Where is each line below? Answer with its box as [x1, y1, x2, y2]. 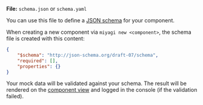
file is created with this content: [6, 35, 85, 42]
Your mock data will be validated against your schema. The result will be [6, 80, 187, 87]
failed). [6, 93, 24, 100]
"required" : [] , [17, 57, 59, 64]
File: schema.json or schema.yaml [6, 5, 87, 12]
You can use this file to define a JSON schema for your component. [6, 17, 175, 24]
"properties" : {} [17, 63, 61, 69]
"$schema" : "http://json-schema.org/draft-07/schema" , [17, 52, 159, 58]
